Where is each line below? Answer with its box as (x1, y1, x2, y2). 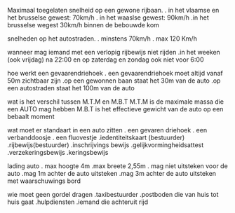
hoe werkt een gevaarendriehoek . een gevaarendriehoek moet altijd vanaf (7, 69, 223, 77)
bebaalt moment (7, 112, 55, 121)
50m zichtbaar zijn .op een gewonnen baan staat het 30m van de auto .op (7, 76, 221, 85)
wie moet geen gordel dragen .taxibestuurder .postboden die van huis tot (7, 191, 219, 198)
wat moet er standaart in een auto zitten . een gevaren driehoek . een (7, 126, 208, 134)
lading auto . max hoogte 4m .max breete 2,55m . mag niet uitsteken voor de (7, 162, 228, 170)
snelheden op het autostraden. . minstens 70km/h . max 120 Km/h (7, 34, 198, 43)
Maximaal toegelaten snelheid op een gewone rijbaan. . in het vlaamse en (7, 6, 220, 14)
